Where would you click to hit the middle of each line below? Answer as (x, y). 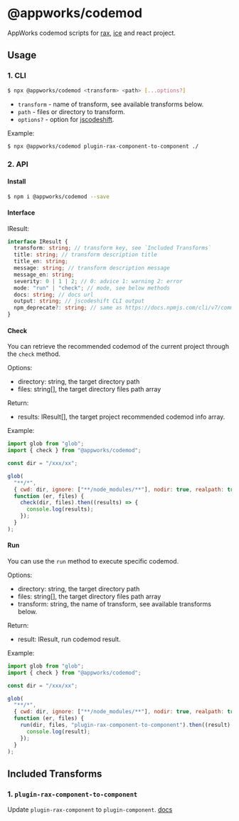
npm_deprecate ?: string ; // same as (68, 308)
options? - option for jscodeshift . (66, 119)
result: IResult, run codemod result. (69, 639)
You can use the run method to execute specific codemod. (93, 561)
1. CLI (17, 76)
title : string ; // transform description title (86, 255)
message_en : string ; (44, 275)
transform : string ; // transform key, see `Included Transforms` (113, 248)
